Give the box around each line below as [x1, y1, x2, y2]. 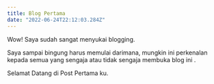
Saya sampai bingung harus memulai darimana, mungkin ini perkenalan [7, 48, 208, 57]
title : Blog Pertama [7, 10, 66, 17]
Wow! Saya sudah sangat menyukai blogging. [7, 35, 135, 43]
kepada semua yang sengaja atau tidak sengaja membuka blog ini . [7, 55, 196, 64]
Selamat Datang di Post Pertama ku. [7, 69, 109, 77]
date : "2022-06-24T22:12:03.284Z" [7, 16, 106, 23]
